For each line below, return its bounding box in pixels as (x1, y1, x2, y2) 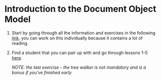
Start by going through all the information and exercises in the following (11, 30, 156, 36)
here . (11, 55, 22, 60)
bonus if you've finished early (11, 69, 72, 75)
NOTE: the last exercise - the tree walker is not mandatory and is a (11, 64, 146, 70)
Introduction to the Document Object (4, 3, 157, 15)
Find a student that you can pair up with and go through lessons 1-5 (11, 50, 148, 56)
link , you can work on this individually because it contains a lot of (11, 35, 143, 41)
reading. (11, 40, 29, 46)
